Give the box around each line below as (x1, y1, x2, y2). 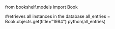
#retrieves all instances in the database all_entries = (5, 14, 111, 19)
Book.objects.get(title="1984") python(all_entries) (5, 19, 106, 24)
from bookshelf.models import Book (5, 4, 78, 10)
